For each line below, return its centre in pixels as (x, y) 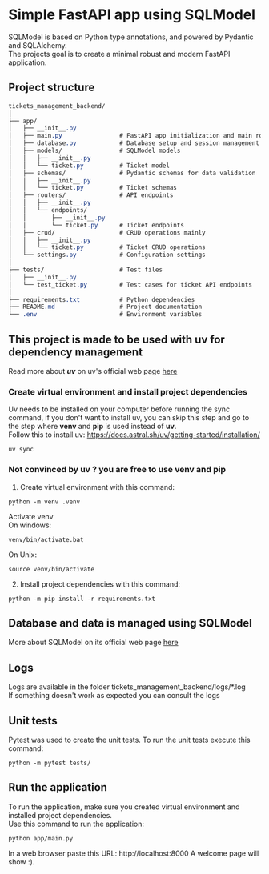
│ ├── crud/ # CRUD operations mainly (107, 233)
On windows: (30, 525)
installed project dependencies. (60, 815)
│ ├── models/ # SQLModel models (94, 150)
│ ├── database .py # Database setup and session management (134, 143)
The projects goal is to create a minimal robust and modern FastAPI (119, 54)
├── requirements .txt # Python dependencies (102, 299)
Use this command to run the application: (76, 824)
